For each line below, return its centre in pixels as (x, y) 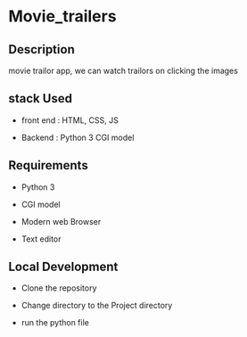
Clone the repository (59, 288)
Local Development (63, 267)
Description (41, 49)
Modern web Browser (61, 221)
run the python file (55, 323)
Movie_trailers (62, 16)
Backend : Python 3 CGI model (78, 137)
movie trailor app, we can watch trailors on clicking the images (123, 70)
